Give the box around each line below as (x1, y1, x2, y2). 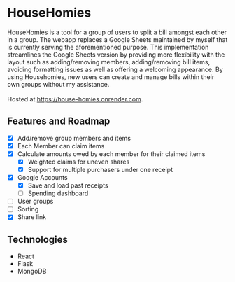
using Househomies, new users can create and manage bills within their (7, 72, 215, 81)
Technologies (7, 233, 69, 246)
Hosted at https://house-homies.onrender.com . (7, 94, 143, 103)
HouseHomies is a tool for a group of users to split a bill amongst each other (7, 28, 227, 36)
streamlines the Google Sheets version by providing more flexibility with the (7, 50, 225, 59)
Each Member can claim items (17, 141, 105, 150)
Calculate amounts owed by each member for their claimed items (17, 149, 206, 158)
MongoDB (17, 267, 47, 276)
